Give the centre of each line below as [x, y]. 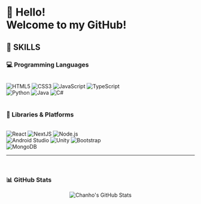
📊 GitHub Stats [29, 180]
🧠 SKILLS [23, 47]
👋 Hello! [26, 12]
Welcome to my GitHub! [66, 25]
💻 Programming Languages [48, 64]
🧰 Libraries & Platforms [40, 115]
